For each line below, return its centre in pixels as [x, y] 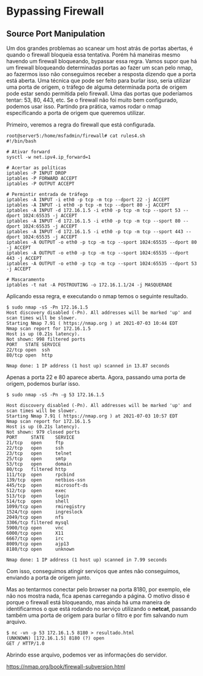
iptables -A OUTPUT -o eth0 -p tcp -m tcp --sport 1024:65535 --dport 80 [102, 242]
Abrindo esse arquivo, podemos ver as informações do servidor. [87, 655]
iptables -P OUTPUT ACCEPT [40, 184]
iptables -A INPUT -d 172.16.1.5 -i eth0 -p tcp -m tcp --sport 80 [94, 221]
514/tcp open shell [38, 501]
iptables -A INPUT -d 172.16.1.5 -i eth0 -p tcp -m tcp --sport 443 [95, 232]
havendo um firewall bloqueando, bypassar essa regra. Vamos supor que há [102, 61]
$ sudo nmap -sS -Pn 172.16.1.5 [47, 307]
